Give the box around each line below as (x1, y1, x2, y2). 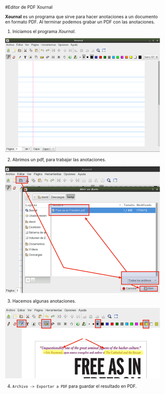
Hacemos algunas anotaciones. (12, 298, 76, 304)
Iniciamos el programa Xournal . (12, 29, 76, 34)
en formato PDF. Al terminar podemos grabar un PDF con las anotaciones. (5, 19, 155, 25)
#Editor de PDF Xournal (5, 4, 53, 10)
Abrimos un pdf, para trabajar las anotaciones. (12, 156, 107, 162)
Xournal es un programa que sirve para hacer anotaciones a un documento (5, 14, 158, 19)
